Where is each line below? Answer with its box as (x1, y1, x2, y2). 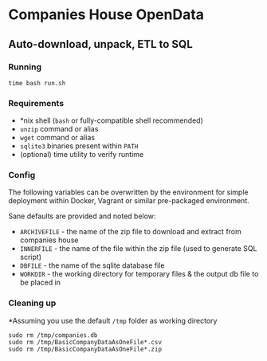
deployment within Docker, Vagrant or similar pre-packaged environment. (8, 196, 249, 206)
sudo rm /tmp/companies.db (8, 331, 98, 339)
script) (19, 253, 42, 262)
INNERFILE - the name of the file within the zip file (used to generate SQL (19, 244, 257, 253)
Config (8, 170, 36, 181)
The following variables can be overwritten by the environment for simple (8, 187, 249, 197)
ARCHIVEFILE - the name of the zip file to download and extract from (19, 227, 241, 237)
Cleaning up (8, 297, 57, 308)
